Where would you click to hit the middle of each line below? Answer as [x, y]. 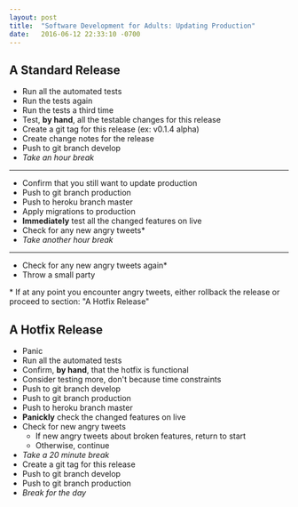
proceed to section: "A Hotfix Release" [79, 302]
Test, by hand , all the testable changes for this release [122, 120]
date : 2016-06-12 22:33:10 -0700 [75, 34]
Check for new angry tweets [74, 427]
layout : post [33, 17]
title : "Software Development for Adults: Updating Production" [132, 26]
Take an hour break [58, 157]
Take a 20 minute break [66, 455]
